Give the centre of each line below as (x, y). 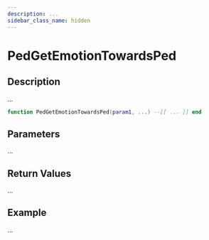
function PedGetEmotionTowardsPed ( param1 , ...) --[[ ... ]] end (104, 112)
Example (27, 213)
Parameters (34, 134)
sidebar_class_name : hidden (49, 21)
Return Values (39, 174)
